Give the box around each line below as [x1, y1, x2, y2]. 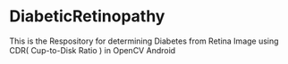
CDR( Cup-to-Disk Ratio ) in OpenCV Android [9, 44, 176, 55]
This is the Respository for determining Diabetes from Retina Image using [9, 36, 279, 46]
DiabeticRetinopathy [9, 6, 165, 27]
